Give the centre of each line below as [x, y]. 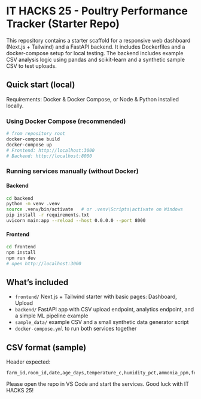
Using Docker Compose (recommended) [66, 121]
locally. [15, 106]
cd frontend [21, 247]
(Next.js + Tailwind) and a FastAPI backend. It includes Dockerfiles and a [96, 47]
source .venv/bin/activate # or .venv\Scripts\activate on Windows [95, 209]
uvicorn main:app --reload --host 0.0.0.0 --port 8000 [76, 221]
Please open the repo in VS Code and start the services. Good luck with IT [98, 384]
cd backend [20, 198]
